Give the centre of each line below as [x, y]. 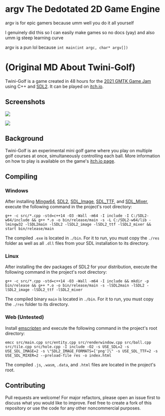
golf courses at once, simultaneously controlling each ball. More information [83, 156]
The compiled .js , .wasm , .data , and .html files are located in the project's [81, 364]
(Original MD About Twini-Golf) [70, 67]
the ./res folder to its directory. [37, 304]
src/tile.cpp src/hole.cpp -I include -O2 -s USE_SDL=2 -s [67, 347]
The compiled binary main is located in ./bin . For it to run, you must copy [80, 299]
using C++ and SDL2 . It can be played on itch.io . [54, 86]
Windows [17, 190]
